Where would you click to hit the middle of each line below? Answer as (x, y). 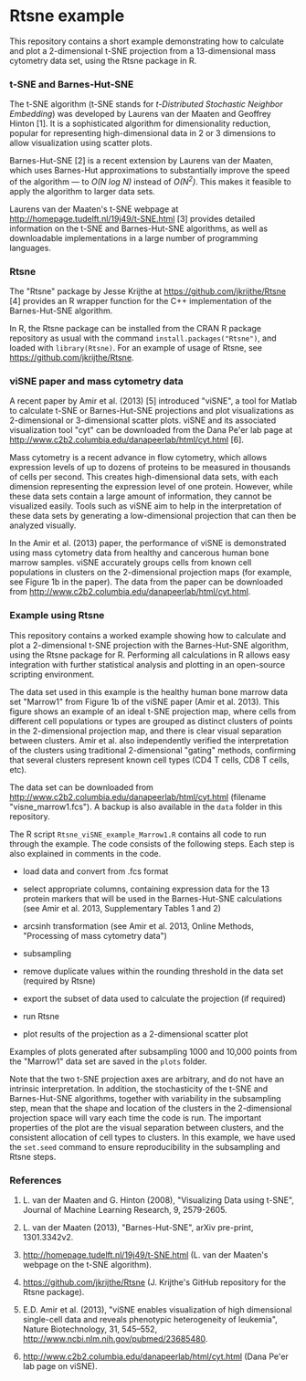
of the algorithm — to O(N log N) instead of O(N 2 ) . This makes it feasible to (151, 181)
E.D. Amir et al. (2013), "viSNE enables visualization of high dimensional (157, 1310)
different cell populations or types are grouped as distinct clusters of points (151, 721)
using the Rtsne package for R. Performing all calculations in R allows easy (150, 655)
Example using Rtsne (57, 616)
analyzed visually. (43, 525)
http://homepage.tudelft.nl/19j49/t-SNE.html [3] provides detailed (132, 218)
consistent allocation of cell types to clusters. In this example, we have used (153, 1137)
